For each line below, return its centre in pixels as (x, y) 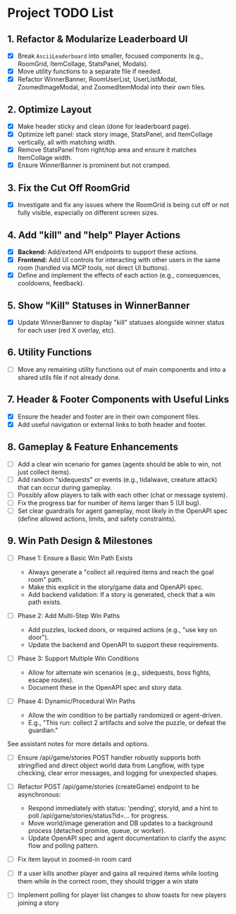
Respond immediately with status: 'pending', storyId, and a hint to (123, 808)
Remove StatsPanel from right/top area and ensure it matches (107, 150)
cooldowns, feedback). (51, 283)
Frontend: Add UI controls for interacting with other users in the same (119, 260)
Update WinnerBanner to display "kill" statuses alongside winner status (121, 322)
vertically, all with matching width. (67, 142)
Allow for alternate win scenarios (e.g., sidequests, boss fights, (119, 672)
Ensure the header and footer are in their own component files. (109, 416)
